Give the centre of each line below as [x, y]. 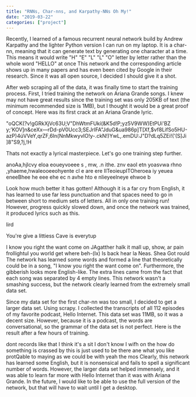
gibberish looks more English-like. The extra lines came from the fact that [94, 272]
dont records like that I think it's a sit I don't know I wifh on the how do [90, 344]
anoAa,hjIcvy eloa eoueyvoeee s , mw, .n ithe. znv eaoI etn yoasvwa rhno [94, 165]
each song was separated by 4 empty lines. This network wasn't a [86, 278]
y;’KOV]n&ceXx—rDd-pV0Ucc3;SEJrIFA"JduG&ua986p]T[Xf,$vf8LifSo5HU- [97, 130]
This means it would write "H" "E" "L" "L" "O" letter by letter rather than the [96, 58]
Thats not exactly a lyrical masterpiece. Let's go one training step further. [94, 154]
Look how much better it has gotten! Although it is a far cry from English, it [95, 189]
